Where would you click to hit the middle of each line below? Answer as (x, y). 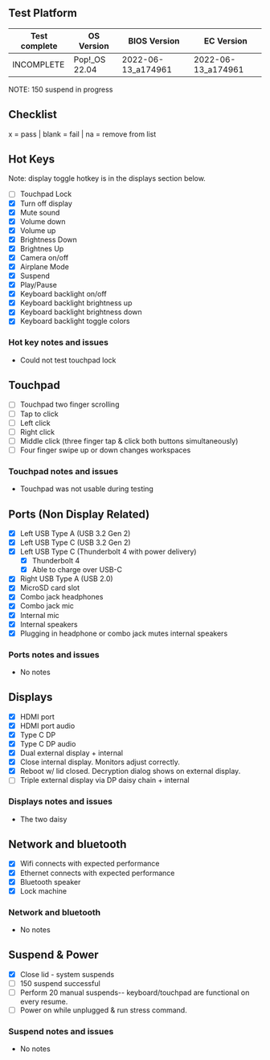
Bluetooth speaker (50, 882)
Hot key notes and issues (58, 342)
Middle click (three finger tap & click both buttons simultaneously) (129, 440)
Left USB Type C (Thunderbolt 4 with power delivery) (108, 552)
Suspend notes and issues (61, 1031)
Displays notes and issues (60, 801)
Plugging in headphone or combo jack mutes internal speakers (124, 633)
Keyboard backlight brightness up (76, 303)
